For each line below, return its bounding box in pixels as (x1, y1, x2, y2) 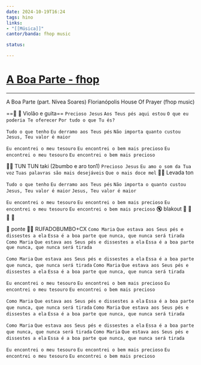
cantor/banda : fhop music (6, 31, 71, 37)
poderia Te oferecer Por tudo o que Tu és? (6, 117, 115, 123)
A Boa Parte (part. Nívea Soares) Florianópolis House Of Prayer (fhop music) (6, 98, 195, 105)
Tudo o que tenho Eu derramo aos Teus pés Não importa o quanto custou (6, 181, 187, 187)
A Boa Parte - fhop (6, 73, 100, 87)
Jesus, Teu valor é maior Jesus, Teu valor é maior (6, 188, 136, 194)
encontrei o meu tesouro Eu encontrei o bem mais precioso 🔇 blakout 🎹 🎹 (6, 205, 192, 212)
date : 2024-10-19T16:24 (6, 8, 66, 15)
